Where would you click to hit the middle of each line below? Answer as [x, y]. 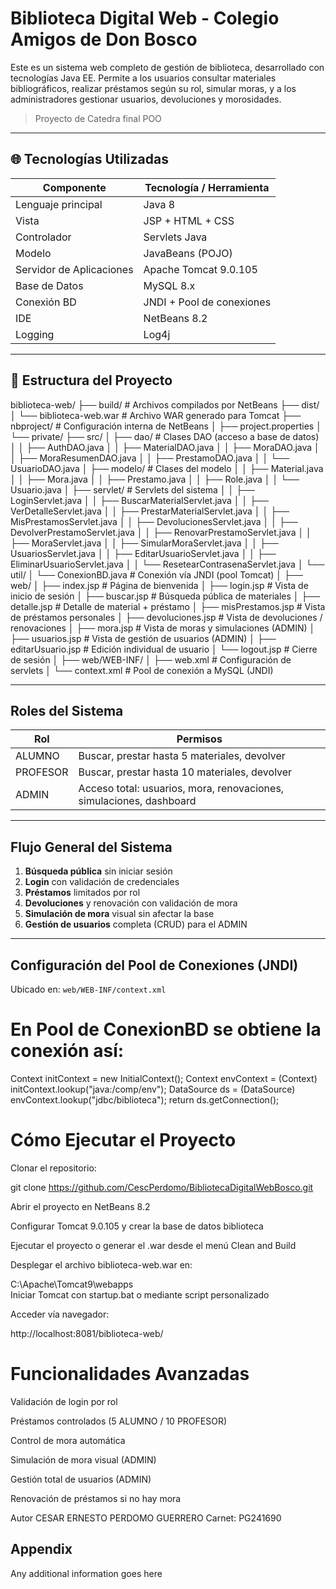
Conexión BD [46, 302]
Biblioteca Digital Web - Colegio [145, 18]
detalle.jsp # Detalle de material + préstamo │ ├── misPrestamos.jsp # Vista [168, 606]
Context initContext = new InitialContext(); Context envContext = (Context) [164, 1078]
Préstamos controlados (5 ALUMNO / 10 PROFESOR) [119, 1421]
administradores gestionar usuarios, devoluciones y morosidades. [146, 99]
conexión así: [67, 1051]
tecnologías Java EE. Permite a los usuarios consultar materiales [143, 78]
